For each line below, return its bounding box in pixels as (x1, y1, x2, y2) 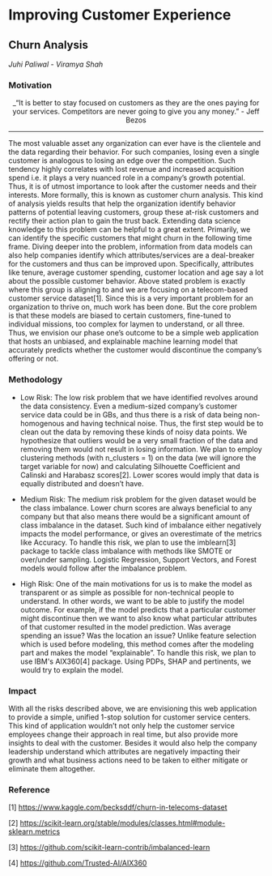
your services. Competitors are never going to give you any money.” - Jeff (12, 107, 260, 117)
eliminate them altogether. (8, 763, 96, 773)
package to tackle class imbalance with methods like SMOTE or (19, 545, 232, 556)
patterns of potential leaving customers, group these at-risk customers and (8, 207, 259, 217)
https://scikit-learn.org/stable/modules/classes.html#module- (19, 818, 226, 828)
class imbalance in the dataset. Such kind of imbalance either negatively (19, 520, 261, 530)
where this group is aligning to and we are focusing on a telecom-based (8, 285, 249, 295)
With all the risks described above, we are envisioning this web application (8, 703, 257, 713)
